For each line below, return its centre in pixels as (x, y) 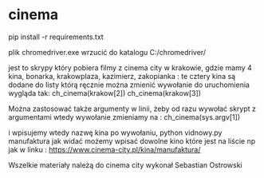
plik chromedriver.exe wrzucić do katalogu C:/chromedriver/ (107, 52)
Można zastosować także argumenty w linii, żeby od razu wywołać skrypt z (132, 109)
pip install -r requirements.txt (56, 37)
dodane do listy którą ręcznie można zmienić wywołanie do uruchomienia (129, 85)
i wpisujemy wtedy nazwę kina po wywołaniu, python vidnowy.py (115, 133)
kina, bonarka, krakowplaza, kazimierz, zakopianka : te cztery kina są (122, 76)
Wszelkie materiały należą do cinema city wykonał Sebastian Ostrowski (126, 164)
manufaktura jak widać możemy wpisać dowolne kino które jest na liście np (132, 140)
